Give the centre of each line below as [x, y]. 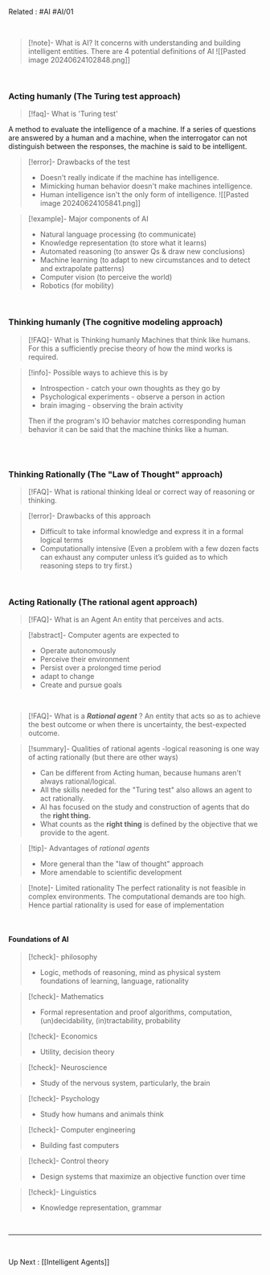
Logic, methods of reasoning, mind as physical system [130, 973]
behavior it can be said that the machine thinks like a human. [128, 429]
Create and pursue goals [81, 685]
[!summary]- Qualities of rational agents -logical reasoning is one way [143, 749]
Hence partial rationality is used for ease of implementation [126, 905]
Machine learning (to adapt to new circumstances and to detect [145, 260]
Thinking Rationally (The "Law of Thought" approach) [116, 474]
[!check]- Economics [63, 1036]
